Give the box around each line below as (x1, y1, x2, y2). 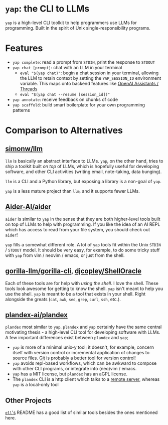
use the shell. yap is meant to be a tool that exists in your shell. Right (5, 291, 146, 297)
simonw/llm (5, 145, 43, 153)
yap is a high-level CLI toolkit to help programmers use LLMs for (5, 20, 137, 26)
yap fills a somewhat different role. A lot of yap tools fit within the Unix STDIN (5, 241, 161, 247)
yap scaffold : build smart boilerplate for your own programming (12, 101, 145, 108)
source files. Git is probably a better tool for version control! (12, 355, 136, 361)
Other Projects (5, 396, 52, 404)
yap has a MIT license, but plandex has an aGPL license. (12, 371, 128, 377)
